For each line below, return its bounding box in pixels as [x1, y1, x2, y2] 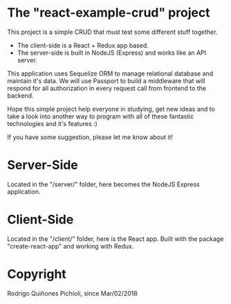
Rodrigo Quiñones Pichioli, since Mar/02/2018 [7, 289, 138, 297]
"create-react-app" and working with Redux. [7, 242, 134, 250]
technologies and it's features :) [7, 119, 98, 127]
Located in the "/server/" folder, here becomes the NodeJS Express [7, 180, 200, 188]
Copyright [7, 267, 67, 282]
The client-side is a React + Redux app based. [17, 41, 149, 49]
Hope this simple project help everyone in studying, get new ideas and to [7, 105, 216, 113]
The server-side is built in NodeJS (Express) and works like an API [17, 48, 207, 57]
